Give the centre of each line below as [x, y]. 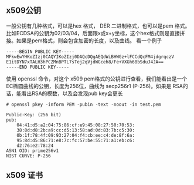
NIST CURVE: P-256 [28, 156]
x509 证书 [25, 175]
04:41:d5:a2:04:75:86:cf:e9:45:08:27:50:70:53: [76, 125]
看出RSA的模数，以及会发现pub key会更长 [72, 93]
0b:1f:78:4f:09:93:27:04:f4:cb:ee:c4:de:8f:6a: [76, 135]
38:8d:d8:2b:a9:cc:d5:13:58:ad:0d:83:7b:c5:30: [76, 130]
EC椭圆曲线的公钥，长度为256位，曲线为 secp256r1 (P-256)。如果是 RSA [95, 86]
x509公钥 [24, 11]
